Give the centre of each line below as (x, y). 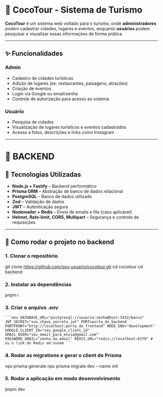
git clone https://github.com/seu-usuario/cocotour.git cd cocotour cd (74, 267)
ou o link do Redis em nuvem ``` (39, 343)
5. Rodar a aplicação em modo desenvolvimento (63, 379)
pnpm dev (15, 389)
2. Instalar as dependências (38, 284)
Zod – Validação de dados (38, 201)
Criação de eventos (32, 88)
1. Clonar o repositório (32, 256)
